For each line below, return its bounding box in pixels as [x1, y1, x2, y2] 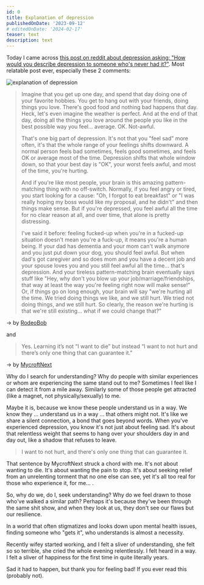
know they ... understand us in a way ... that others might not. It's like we [6, 411, 188, 417]
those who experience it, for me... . [6, 480, 94, 486]
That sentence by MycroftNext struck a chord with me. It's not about [6, 460, 178, 467]
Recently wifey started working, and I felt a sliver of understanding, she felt [6, 541, 195, 548]
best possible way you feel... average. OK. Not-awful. [21, 123, 155, 130]
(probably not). [6, 572, 44, 579]
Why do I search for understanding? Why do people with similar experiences [6, 373, 199, 380]
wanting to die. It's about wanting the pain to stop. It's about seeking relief [6, 467, 193, 473]
